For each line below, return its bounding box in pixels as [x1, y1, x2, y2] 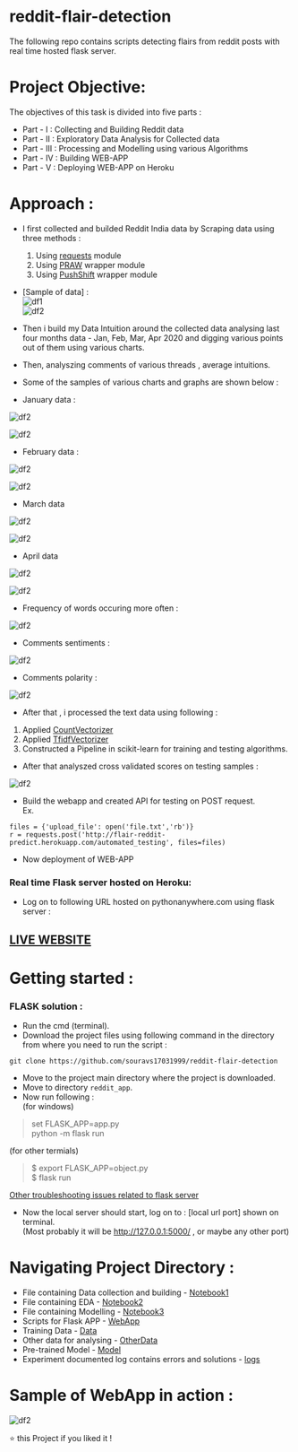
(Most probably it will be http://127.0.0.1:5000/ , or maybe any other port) [21, 1226, 290, 1237]
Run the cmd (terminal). [21, 1020, 110, 1030]
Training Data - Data [21, 1325, 98, 1335]
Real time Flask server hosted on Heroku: [9, 876, 192, 889]
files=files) [177, 838, 226, 847]
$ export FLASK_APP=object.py [30, 1162, 149, 1173]
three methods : [21, 232, 81, 243]
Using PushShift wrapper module [35, 269, 158, 280]
